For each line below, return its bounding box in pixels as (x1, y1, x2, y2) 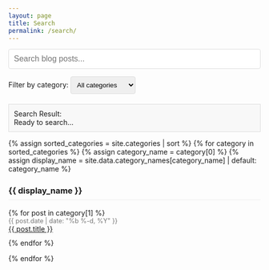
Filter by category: (8, 80, 70, 90)
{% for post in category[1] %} (8, 208, 106, 217)
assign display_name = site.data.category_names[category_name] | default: (8, 155, 257, 165)
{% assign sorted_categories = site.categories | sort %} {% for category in (8, 139, 255, 148)
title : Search (8, 19, 56, 27)
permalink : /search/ (8, 26, 78, 34)
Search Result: (14, 109, 62, 119)
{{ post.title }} (8, 224, 54, 233)
